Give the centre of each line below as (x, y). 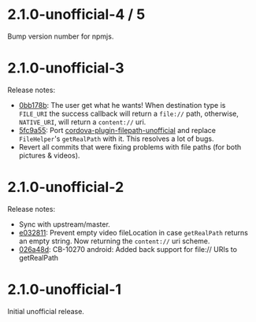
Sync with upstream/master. (65, 224)
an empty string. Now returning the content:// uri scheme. (114, 241)
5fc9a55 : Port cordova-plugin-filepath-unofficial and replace (117, 130)
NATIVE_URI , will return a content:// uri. (82, 122)
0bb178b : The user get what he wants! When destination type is (122, 105)
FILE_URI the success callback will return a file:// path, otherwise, (129, 113)
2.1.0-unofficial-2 (66, 187)
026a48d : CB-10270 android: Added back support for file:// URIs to (128, 249)
